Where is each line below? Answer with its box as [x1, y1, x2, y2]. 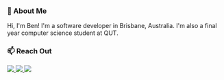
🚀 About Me [7, 6, 47, 16]
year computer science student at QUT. [7, 29, 119, 37]
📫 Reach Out [7, 46, 52, 56]
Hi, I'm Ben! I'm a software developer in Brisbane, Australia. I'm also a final [7, 22, 217, 30]
